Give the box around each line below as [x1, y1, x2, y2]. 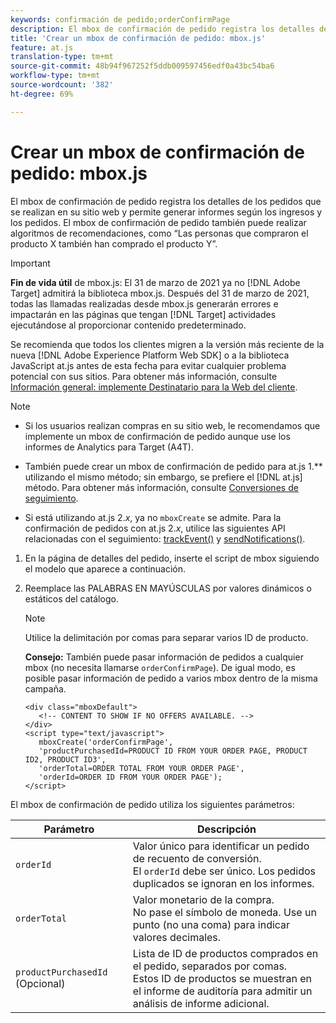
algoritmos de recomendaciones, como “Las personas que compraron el [10, 227, 309, 239]
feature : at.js [10, 42, 74, 53]
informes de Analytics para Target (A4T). [24, 441, 194, 453]
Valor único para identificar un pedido [132, 839, 310, 853]
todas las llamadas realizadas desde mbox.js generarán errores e [10, 297, 279, 310]
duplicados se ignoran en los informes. [132, 876, 315, 890]
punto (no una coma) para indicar [132, 917, 291, 931]
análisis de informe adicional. [132, 996, 270, 1010]
